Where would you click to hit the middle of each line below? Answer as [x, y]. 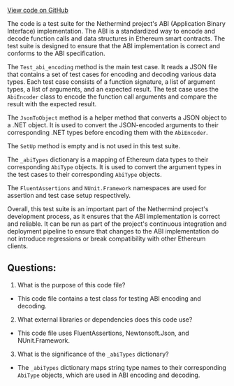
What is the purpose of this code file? [71, 285]
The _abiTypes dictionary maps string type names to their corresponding [122, 367]
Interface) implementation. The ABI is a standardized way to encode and [111, 31]
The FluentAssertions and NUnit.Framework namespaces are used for [107, 188]
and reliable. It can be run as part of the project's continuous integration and [117, 224]
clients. [18, 246]
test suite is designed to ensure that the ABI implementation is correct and [114, 46]
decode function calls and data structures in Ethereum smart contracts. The [116, 38]
